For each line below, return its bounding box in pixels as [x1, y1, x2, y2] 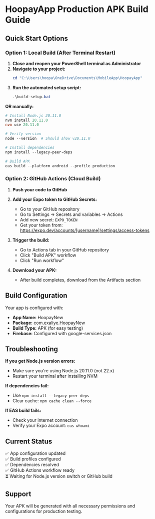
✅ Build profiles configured [5, 456, 61, 462]
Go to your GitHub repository [19, 206, 80, 212]
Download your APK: [12, 267, 57, 273]
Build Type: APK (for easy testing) [12, 325, 83, 331]
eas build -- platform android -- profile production [5, 163, 115, 168]
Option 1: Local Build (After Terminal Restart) [5, 49, 116, 56]
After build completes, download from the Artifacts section [19, 277, 141, 283]
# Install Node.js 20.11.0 [5, 113, 61, 118]
